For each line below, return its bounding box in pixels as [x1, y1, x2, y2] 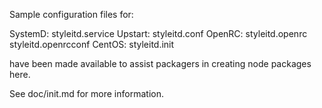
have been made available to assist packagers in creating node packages [9, 58, 312, 69]
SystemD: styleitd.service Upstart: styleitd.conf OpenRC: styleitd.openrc [9, 28, 308, 39]
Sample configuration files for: [9, 9, 134, 20]
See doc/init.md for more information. [9, 88, 164, 99]
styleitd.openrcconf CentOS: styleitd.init [9, 39, 175, 50]
